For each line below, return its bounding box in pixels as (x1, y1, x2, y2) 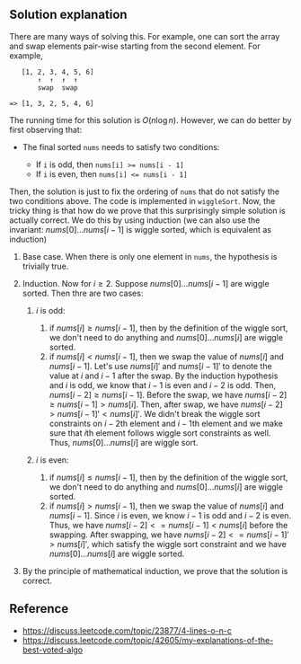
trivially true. (22, 261, 69, 271)
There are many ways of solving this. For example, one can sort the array (9, 31, 280, 41)
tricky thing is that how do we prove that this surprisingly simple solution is (9, 205, 286, 216)
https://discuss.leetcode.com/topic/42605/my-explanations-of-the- (22, 634, 274, 645)
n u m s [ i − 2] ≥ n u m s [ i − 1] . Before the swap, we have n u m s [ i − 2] (49, 389, 288, 400)
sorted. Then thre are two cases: (22, 288, 144, 298)
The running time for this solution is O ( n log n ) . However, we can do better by (9, 114, 292, 125)
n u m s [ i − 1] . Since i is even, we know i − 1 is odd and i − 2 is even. (49, 509, 292, 520)
